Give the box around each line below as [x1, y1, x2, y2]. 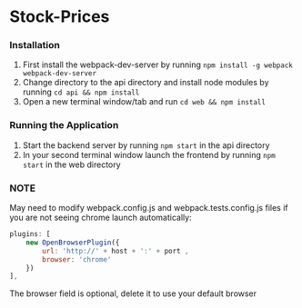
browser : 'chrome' [42, 254, 112, 264]
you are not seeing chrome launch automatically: [9, 212, 193, 224]
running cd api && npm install [22, 86, 140, 97]
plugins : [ [9, 230, 51, 239]
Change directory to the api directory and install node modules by [22, 77, 270, 88]
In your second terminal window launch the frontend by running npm [22, 149, 276, 160]
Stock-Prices [9, 6, 110, 27]
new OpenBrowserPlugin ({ [25, 238, 120, 247]
